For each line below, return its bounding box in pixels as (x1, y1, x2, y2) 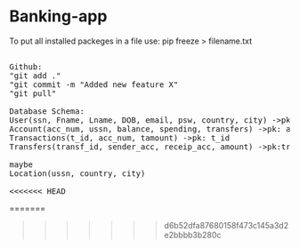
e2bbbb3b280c (164, 229, 222, 240)
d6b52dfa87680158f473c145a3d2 (164, 220, 289, 230)
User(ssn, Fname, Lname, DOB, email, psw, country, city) (9, 115, 268, 125)
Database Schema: (9, 106, 85, 116)
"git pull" (9, 88, 57, 99)
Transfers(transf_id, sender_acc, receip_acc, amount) (9, 141, 254, 152)
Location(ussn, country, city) (9, 168, 146, 179)
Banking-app (9, 6, 108, 27)
